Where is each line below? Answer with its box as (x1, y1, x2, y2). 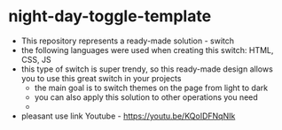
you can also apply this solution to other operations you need (34, 91, 258, 103)
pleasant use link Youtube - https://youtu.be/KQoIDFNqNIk (20, 111, 236, 121)
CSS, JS (20, 54, 51, 65)
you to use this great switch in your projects (20, 73, 182, 83)
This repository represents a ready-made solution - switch (20, 35, 235, 46)
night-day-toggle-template (8, 6, 212, 27)
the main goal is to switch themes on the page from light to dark (34, 82, 268, 93)
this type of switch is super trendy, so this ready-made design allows (20, 64, 274, 74)
